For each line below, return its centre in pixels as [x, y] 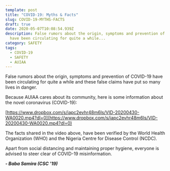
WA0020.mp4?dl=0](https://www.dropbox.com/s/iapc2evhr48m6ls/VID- [81, 118]
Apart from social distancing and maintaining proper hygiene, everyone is [82, 149]
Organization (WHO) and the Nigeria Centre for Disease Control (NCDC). [81, 138]
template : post [21, 10]
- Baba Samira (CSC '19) [32, 164]
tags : [11, 48]
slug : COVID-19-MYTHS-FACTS [35, 19]
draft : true [18, 24]
